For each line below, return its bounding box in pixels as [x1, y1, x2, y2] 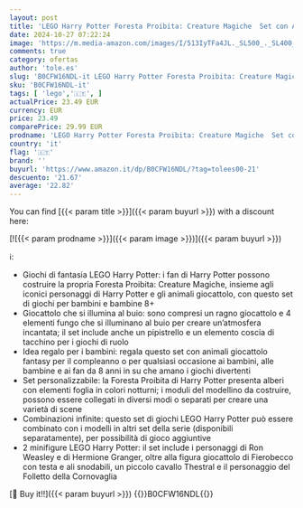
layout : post [9, 13, 59, 23]
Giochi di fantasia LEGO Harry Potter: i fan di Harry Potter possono [22, 269, 271, 280]
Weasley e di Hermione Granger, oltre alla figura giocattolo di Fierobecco [22, 452, 294, 463]
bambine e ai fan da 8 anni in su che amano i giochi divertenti [22, 365, 251, 376]
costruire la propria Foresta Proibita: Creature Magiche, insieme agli [22, 279, 274, 290]
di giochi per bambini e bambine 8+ [22, 298, 155, 309]
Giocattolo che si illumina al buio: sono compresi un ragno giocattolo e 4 [22, 308, 291, 319]
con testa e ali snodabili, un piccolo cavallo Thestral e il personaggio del [22, 462, 290, 473]
